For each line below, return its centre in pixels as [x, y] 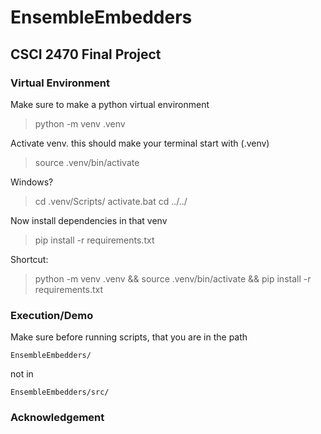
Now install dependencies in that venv [89, 220]
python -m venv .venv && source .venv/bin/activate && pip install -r [173, 278]
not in [22, 374]
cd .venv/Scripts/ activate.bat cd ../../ [111, 201]
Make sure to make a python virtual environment [110, 104]
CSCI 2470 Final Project [86, 54]
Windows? [32, 182]
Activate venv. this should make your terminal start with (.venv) [140, 143]
